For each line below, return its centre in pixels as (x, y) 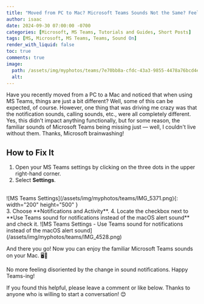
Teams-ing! (21, 276)
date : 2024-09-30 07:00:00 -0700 (49, 25)
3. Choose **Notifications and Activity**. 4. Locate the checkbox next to (97, 211)
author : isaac (24, 19)
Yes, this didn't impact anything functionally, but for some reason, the (93, 121)
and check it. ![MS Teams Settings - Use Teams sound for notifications (95, 224)
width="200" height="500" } (42, 205)
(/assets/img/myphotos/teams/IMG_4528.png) (64, 237)
